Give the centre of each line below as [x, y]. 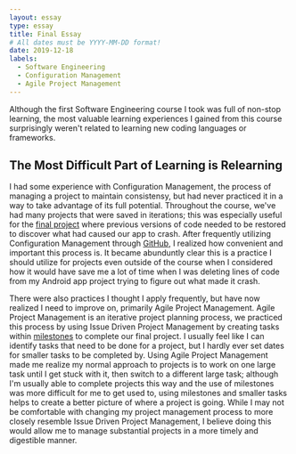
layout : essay [36, 17]
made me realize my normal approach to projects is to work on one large [143, 365]
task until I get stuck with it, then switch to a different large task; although [144, 374]
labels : [24, 59]
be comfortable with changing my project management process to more [141, 412]
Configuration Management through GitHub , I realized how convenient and [146, 243]
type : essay [31, 26]
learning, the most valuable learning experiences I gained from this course [146, 118]
